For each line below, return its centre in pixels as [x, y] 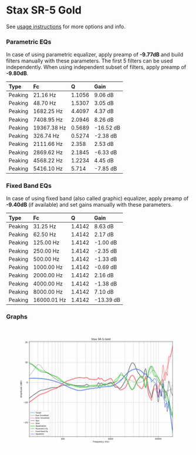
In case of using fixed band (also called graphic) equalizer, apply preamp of [97, 198]
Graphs [17, 317]
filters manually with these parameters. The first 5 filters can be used [89, 61]
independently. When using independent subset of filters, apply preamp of [96, 67]
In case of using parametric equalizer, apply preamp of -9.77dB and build [95, 55]
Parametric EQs [29, 42]
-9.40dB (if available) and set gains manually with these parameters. [89, 205]
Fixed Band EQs [29, 185]
